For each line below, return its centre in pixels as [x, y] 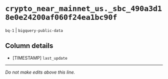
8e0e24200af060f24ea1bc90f [61, 18]
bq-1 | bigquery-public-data [34, 30]
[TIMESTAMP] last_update [40, 58]
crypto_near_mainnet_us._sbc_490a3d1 [84, 9]
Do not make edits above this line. [40, 72]
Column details [29, 46]
